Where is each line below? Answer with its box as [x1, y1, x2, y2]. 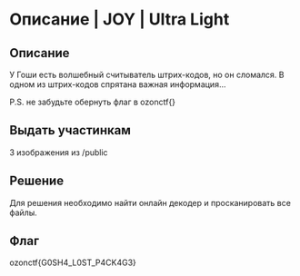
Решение [9, 173, 65, 189]
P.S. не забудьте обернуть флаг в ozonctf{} [9, 96, 175, 107]
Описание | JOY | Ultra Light [9, 9, 230, 30]
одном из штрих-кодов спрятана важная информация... [9, 79, 226, 90]
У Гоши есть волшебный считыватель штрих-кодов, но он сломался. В [9, 69, 285, 80]
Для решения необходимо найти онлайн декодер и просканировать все [9, 197, 291, 208]
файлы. [9, 207, 38, 218]
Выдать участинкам [9, 123, 132, 138]
